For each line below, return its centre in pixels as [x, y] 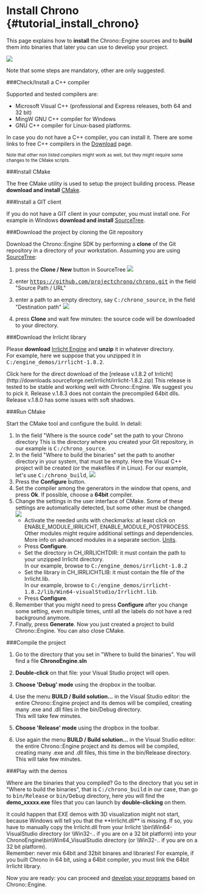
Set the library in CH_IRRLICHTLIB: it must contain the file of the [104, 572]
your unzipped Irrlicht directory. [64, 559]
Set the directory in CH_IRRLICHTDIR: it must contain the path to [105, 552]
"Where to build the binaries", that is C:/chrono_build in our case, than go [102, 789]
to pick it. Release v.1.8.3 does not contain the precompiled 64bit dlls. [93, 393]
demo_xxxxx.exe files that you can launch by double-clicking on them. [97, 802]
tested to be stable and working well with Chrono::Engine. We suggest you [100, 386]
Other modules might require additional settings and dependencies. [109, 533]
